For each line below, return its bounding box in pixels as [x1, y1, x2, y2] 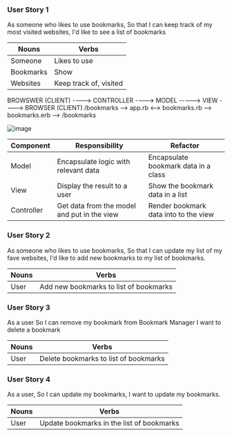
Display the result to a [57, 181, 128, 191]
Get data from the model [57, 201, 137, 211]
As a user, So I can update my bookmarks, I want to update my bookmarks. [7, 390, 221, 399]
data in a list [148, 190, 188, 199]
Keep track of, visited [54, 78, 123, 88]
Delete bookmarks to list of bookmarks [39, 353, 166, 363]
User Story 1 [7, 5, 49, 15]
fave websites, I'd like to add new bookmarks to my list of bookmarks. [7, 253, 206, 262]
